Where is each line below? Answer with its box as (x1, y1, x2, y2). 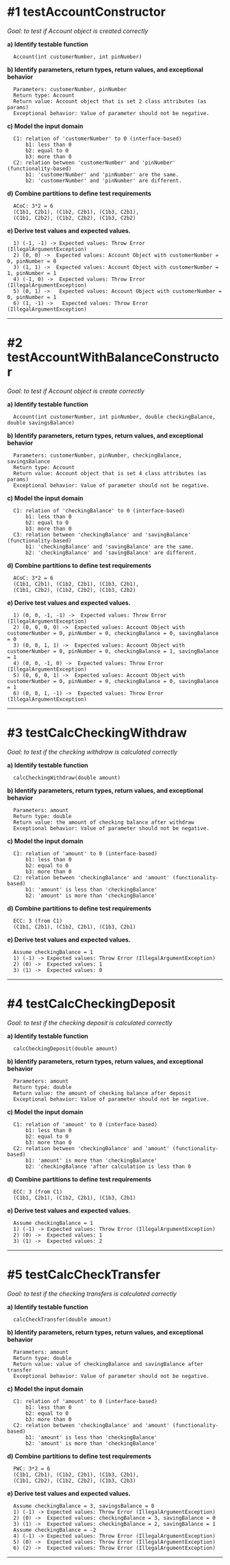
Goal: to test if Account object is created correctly (7, 27, 149, 35)
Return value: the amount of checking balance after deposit (13, 1090, 192, 1097)
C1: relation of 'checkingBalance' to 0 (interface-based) (13, 507, 186, 514)
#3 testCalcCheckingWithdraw (7, 725, 187, 741)
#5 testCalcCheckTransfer (7, 1267, 161, 1282)
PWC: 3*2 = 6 (13, 1465, 51, 1472)
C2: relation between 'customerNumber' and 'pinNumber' (13, 159, 176, 166)
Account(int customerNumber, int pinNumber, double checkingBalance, (13, 413, 216, 420)
